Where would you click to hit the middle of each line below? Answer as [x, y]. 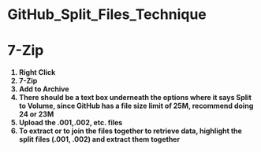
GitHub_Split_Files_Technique [107, 15]
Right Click [37, 72]
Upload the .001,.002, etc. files [71, 123]
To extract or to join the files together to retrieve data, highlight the [130, 131]
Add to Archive [44, 89]
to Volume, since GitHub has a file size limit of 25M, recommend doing [136, 106]
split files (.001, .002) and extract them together [99, 139]
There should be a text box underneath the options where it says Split [135, 98]
